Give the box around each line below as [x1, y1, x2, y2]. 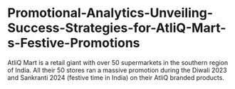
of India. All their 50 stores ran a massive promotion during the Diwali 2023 [7, 66, 228, 74]
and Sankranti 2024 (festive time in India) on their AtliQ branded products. [7, 73, 224, 82]
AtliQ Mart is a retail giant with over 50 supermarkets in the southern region [7, 58, 229, 66]
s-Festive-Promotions [7, 35, 140, 51]
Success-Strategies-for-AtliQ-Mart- [7, 20, 226, 36]
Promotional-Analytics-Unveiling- [7, 5, 214, 21]
